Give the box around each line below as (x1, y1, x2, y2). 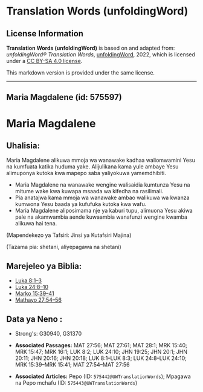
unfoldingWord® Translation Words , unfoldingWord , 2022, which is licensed (6, 51, 195, 58)
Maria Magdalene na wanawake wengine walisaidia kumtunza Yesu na (14, 181, 190, 188)
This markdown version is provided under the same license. (6, 69, 155, 76)
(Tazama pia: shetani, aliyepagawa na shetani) (6, 244, 122, 251)
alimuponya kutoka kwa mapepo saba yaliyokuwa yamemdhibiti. (6, 170, 166, 177)
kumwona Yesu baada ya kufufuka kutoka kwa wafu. (14, 201, 147, 208)
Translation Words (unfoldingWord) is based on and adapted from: (6, 44, 175, 51)
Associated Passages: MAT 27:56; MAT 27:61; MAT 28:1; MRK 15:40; (14, 342, 187, 349)
